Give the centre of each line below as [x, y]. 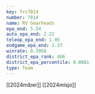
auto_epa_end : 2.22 [30, 34]
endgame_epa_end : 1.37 [34, 46]
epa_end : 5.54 [24, 29]
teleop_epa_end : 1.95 [33, 40]
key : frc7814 [22, 12]
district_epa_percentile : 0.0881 [48, 62]
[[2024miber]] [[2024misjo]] [41, 85]
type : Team [20, 68]
